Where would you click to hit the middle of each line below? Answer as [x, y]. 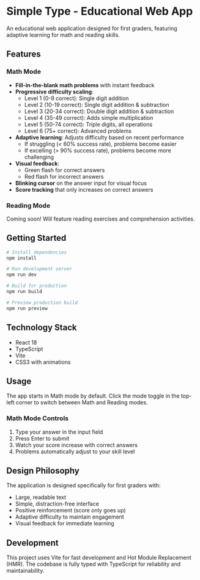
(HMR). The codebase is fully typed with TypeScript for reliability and [94, 564]
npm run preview [27, 308]
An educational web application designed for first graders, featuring [92, 28]
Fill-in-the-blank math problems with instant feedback [85, 85]
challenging [39, 157]
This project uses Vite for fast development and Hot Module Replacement [99, 558]
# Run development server [39, 269]
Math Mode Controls [38, 418]
